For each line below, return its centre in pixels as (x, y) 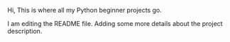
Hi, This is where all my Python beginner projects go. (84, 10)
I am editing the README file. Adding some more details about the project (115, 23)
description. (25, 31)
